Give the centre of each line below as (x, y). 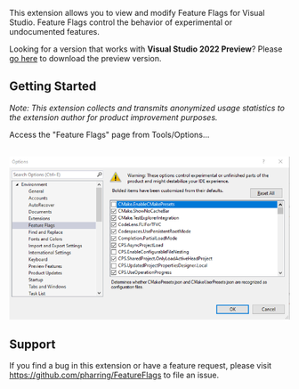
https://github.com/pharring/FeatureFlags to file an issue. (114, 375)
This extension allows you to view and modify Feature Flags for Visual (137, 13)
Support (32, 344)
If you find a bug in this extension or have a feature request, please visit (141, 366)
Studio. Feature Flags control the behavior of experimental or (121, 22)
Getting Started (53, 87)
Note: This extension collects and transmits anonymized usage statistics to (147, 108)
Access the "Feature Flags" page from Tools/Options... (109, 134)
